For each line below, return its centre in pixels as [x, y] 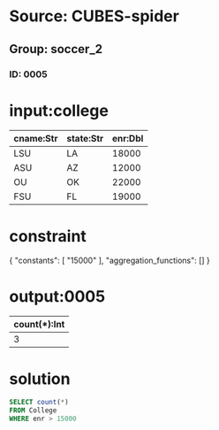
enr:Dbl [128, 139]
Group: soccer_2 [56, 49]
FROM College [33, 411]
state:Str [85, 139]
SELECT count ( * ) [39, 403]
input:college [59, 110]
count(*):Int [39, 325]
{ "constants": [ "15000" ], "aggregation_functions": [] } [109, 261]
